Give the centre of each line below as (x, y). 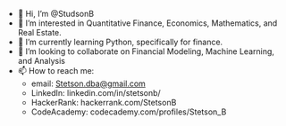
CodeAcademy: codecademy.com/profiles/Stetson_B (129, 112)
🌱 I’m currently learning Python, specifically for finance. (120, 42)
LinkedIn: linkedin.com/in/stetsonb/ (96, 93)
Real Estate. (40, 32)
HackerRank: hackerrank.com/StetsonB (104, 102)
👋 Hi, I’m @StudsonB (56, 14)
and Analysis (41, 61)
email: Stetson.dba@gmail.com (88, 83)
